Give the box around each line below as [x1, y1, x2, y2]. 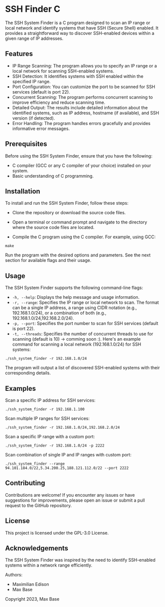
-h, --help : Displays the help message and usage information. [12, 294, 140, 300]
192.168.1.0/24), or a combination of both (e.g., [12, 310, 107, 316]
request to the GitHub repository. [5, 502, 72, 508]
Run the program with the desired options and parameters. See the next [5, 252, 151, 258]
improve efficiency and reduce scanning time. [12, 99, 105, 105]
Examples [5, 384, 36, 392]
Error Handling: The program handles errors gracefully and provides [12, 120, 151, 126]
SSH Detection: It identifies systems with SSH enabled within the [12, 73, 144, 79]
